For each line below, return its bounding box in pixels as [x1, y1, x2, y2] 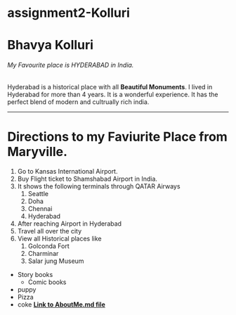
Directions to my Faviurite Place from [7, 129, 228, 145]
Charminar [27, 249, 59, 257]
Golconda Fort [27, 241, 70, 250]
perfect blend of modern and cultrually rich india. [7, 97, 150, 106]
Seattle [27, 189, 49, 198]
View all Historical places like [17, 234, 102, 243]
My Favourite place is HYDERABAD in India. [7, 60, 134, 69]
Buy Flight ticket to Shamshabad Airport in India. [17, 174, 158, 183]
